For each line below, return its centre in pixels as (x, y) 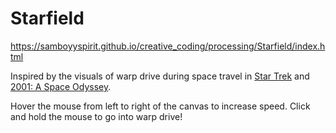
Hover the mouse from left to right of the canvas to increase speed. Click (160, 106)
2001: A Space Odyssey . (61, 86)
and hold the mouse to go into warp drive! (96, 116)
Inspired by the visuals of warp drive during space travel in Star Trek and (160, 76)
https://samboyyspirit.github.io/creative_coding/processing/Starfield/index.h (168, 46)
